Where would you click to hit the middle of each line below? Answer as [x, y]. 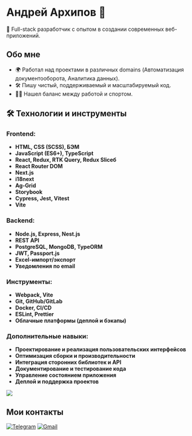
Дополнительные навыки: [48, 336]
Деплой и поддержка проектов [57, 381]
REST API [27, 240]
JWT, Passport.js [37, 253]
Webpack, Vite [34, 295]
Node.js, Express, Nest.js [48, 234]
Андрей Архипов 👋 [56, 12]
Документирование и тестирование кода [71, 369]
